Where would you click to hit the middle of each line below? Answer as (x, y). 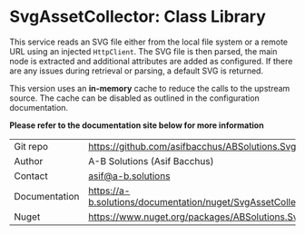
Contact (31, 176)
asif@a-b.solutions (129, 176)
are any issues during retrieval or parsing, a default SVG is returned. (137, 71)
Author (29, 161)
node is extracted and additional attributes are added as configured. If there (151, 61)
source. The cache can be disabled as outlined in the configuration (135, 98)
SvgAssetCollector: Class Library (138, 17)
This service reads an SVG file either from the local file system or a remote (149, 42)
